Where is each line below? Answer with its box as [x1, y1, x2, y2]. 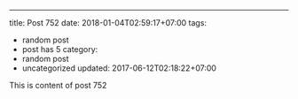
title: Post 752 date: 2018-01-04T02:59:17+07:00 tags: [9, 18, 207, 27]
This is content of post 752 [9, 80, 107, 90]
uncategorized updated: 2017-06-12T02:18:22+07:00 [21, 63, 217, 73]
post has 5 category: [21, 44, 98, 54]
